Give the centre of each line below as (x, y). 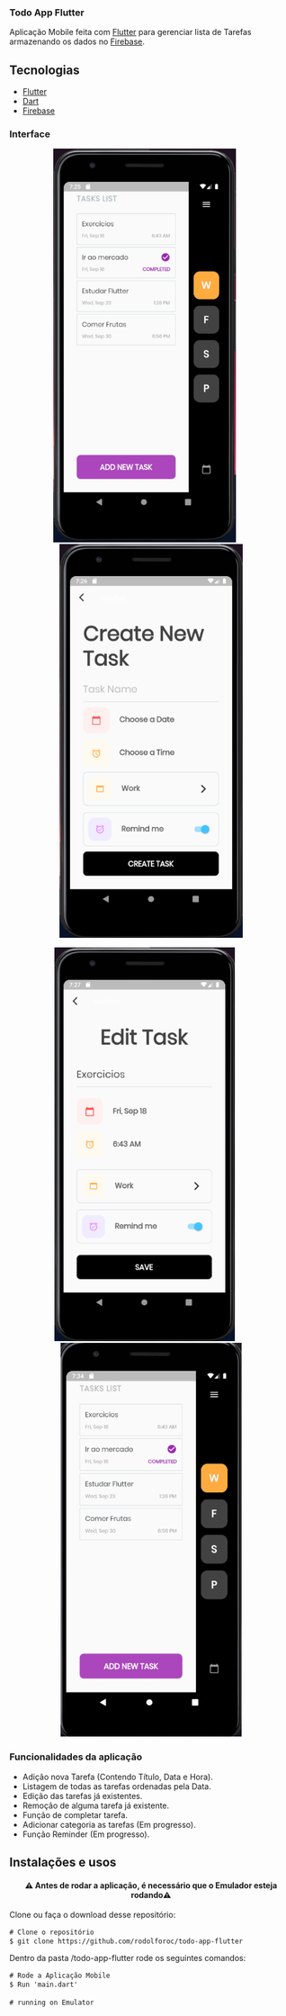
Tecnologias (45, 70)
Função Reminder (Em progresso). (86, 1834)
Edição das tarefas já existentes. (82, 1795)
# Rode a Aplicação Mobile (60, 1976)
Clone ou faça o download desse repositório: (93, 1915)
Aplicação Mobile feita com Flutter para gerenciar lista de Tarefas (130, 32)
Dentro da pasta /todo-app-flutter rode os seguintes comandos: (128, 1958)
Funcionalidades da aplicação (76, 1757)
